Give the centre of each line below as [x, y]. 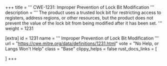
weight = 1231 [19, 28]
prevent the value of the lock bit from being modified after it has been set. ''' [84, 23]
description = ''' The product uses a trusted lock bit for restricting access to [83, 12]
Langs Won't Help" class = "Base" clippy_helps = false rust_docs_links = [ [81, 49]
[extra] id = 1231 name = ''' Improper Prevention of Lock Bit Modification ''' [82, 38]
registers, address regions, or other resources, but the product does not [79, 18]
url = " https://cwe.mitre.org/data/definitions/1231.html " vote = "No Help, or [82, 43]
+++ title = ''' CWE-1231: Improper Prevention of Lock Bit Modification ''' [80, 7]
